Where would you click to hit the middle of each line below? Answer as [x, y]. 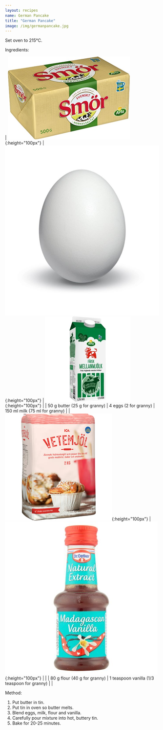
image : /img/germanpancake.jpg [37, 26]
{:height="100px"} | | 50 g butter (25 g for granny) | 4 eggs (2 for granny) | [80, 405]
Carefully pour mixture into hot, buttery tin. [55, 718]
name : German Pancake [27, 15]
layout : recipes [21, 10]
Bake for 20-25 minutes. [37, 723]
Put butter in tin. [28, 702]
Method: [13, 693]
